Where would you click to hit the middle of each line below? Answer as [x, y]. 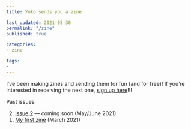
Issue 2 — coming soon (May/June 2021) [65, 113]
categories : [21, 45]
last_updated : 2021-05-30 [38, 22]
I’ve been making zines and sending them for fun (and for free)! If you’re [95, 83]
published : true [26, 34]
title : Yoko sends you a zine [44, 12]
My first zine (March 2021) [48, 119]
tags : [13, 61]
